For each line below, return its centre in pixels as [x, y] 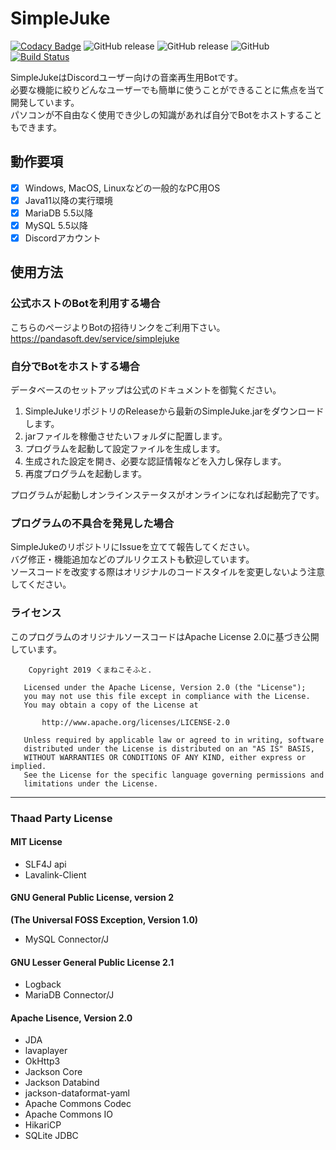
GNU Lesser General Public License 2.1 [92, 962]
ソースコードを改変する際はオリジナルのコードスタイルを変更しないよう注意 [168, 572]
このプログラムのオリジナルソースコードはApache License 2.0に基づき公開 [165, 636]
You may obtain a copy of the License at [111, 705]
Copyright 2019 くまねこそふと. [90, 670]
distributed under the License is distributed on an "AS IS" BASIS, [169, 748]
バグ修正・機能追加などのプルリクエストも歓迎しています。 [132, 559]
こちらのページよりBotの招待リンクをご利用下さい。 [118, 327]
